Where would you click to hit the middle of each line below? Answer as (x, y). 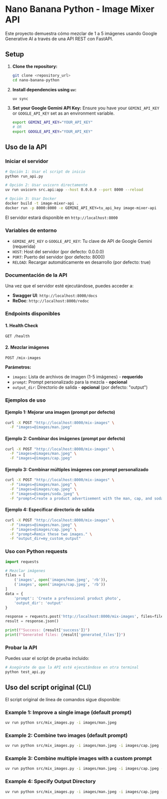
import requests (22, 562)
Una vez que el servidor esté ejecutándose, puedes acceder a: (69, 286)
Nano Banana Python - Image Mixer (80, 9)
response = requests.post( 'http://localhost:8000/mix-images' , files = (80, 617)
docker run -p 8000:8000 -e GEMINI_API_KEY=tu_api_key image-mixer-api (81, 208)
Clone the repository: (35, 66)
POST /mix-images (23, 358)
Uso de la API (26, 147)
